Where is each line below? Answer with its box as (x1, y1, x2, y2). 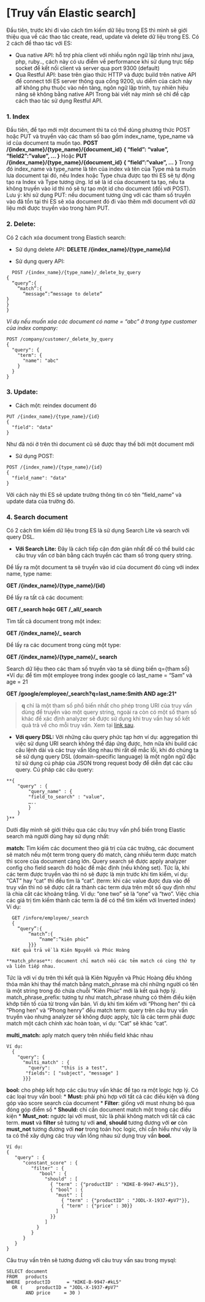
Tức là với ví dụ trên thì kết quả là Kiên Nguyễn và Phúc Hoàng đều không (6, 974, 192, 981)
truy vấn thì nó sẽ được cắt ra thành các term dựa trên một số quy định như (6, 884, 196, 891)
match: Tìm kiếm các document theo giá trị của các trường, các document (6, 844, 195, 852)
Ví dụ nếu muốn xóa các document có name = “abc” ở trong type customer (6, 318, 197, 325)
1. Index (6, 112, 29, 121)
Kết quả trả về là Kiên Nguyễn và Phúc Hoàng (12, 948, 130, 954)
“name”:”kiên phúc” (39, 936, 89, 943)
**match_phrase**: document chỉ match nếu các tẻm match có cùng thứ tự (6, 958, 196, 964)
